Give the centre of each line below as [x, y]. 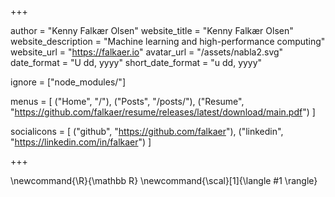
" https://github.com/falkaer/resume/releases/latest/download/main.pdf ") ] [163, 112]
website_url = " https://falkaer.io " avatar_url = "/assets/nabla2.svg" [147, 52]
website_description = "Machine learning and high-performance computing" [168, 41]
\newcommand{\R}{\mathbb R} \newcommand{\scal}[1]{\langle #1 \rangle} [164, 180]
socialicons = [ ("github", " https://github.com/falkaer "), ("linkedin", [147, 131]
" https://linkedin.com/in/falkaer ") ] [81, 142]
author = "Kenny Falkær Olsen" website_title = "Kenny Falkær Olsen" [152, 30]
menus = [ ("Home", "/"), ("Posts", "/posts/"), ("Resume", [127, 101]
